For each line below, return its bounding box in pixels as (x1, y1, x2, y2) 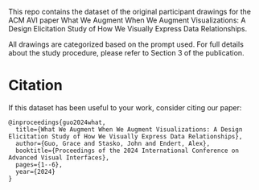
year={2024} (15, 167, 56, 176)
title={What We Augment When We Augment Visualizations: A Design (15, 125, 243, 134)
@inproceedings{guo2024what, (8, 118, 106, 126)
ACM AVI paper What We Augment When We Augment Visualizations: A (8, 15, 246, 25)
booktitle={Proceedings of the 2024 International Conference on (15, 147, 240, 155)
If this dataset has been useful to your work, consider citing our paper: (8, 102, 242, 112)
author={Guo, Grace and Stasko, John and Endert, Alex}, (15, 139, 211, 147)
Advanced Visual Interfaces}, (8, 153, 110, 162)
